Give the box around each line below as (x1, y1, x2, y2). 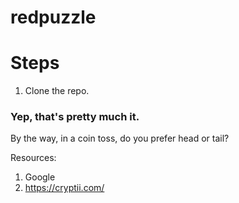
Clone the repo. (24, 85, 90, 97)
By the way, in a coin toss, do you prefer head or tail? (10, 132, 230, 145)
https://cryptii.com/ (24, 182, 105, 194)
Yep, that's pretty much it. (10, 110, 140, 124)
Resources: (10, 152, 57, 164)
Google (24, 171, 56, 183)
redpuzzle (10, 6, 97, 29)
